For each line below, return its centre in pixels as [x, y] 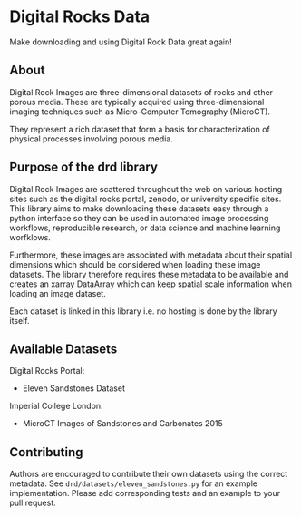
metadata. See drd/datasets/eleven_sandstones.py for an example [134, 483]
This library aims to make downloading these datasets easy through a [139, 208]
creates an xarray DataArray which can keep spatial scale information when [151, 284]
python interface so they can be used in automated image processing [139, 218]
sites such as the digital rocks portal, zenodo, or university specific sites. [146, 199]
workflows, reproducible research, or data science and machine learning [145, 228]
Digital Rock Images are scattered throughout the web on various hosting [146, 189]
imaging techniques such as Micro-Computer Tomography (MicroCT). [140, 112]
